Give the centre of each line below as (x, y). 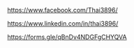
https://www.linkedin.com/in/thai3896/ (63, 23)
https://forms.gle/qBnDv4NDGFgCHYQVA (67, 37)
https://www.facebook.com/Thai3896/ (62, 10)
